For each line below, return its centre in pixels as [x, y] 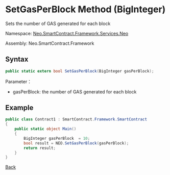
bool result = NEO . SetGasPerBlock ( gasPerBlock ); [76, 143]
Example [19, 108]
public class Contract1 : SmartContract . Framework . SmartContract [76, 119]
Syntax [17, 59]
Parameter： [19, 81]
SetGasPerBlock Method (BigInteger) [86, 9]
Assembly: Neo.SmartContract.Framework [50, 43]
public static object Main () [45, 129]
